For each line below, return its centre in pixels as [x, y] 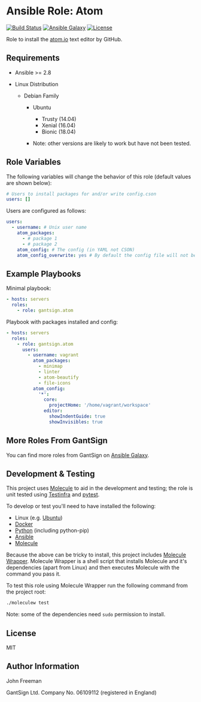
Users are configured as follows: [46, 211]
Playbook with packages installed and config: [62, 322]
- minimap [50, 367]
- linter [49, 372]
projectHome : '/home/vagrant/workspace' [100, 406]
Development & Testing [51, 473]
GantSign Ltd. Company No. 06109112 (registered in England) [81, 692]
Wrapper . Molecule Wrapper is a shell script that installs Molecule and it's [97, 561]
